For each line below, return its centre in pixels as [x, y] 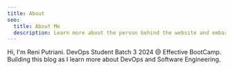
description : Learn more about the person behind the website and [111, 33]
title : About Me [37, 26]
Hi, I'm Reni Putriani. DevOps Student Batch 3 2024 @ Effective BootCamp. [114, 52]
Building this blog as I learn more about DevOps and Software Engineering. [114, 60]
